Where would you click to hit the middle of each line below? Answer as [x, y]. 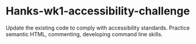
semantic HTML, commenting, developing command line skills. [84, 34]
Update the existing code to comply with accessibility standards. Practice [98, 28]
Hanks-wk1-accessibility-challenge [98, 11]
